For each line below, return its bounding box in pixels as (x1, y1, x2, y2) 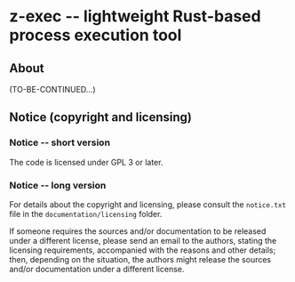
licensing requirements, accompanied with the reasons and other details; (9, 245, 276, 255)
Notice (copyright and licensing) (9, 109, 193, 125)
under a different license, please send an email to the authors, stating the (9, 235, 277, 246)
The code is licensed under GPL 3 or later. (9, 157, 163, 167)
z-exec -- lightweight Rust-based (9, 6, 261, 27)
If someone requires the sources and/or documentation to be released (9, 225, 267, 237)
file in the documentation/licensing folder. (9, 208, 163, 219)
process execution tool (9, 25, 182, 45)
